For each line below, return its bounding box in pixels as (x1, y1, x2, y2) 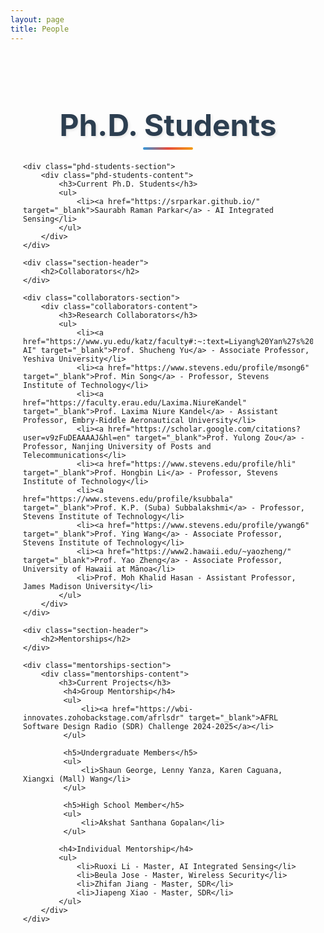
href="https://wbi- (112, 704, 194, 714)
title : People (10, 24, 70, 34)
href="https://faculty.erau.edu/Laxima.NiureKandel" (23, 397, 247, 408)
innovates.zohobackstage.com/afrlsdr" (23, 712, 185, 723)
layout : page (10, 14, 65, 25)
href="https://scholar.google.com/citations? (108, 424, 301, 434)
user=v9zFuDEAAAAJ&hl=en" (23, 432, 131, 443)
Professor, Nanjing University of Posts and (23, 441, 212, 451)
